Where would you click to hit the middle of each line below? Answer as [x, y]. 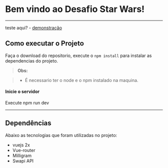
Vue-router [24, 150]
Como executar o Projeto [44, 43]
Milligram [22, 155]
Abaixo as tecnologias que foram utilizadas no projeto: [61, 135]
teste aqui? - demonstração [34, 27]
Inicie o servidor [22, 91]
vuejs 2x [21, 145]
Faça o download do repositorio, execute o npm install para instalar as [78, 55]
